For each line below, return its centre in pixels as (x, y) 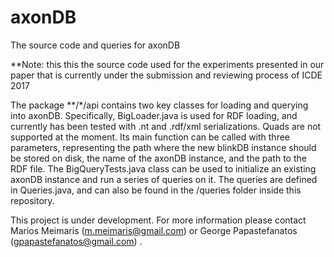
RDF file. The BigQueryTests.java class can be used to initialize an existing (163, 168)
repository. (32, 200)
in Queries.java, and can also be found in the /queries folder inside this (156, 190)
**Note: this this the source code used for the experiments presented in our (167, 64)
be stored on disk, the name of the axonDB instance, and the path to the (158, 158)
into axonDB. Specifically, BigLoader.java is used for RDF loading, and (154, 115)
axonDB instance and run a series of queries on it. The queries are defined (164, 179)
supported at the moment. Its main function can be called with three (150, 137)
